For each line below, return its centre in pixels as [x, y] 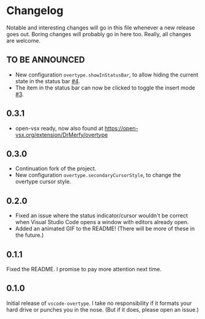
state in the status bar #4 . [48, 81]
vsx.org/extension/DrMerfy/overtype [61, 135]
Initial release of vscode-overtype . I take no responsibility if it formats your [99, 303]
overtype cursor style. [43, 182]
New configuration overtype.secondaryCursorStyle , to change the [98, 175]
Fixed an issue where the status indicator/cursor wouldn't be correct [102, 216]
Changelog [35, 11]
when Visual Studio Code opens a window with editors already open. [102, 222]
